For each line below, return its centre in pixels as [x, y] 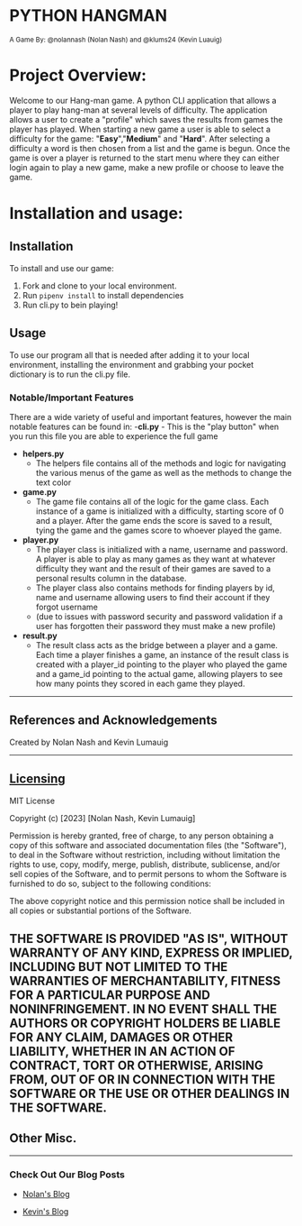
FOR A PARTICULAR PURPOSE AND [110, 995]
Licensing [37, 779]
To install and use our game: [62, 268]
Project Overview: [78, 75]
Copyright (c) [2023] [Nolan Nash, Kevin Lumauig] [102, 818]
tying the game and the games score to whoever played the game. [159, 530]
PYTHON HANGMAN [89, 16]
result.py [40, 636]
